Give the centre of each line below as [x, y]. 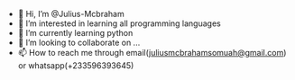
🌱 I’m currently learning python [75, 33]
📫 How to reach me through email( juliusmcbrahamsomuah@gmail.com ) [152, 53]
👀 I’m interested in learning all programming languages [119, 23]
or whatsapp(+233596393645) [76, 66]
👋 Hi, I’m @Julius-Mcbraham [71, 14]
